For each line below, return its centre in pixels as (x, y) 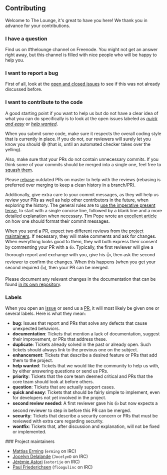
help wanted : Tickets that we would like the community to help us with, (86, 366)
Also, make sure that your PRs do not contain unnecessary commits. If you (82, 159)
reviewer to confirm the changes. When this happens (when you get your (80, 262)
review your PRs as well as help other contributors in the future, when (77, 200)
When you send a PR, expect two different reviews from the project (74, 231)
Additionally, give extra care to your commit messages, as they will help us (82, 194)
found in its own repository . (33, 284)
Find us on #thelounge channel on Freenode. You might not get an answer (81, 50)
